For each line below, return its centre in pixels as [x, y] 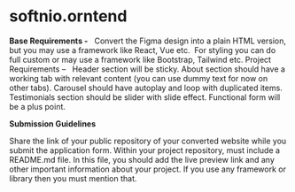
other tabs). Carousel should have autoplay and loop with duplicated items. [146, 88]
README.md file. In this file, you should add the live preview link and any [142, 159]
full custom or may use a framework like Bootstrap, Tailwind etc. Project [140, 59]
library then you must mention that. [73, 178]
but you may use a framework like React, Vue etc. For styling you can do [143, 50]
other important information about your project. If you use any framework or [147, 169]
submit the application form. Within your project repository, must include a [145, 150]
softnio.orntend [68, 16]
